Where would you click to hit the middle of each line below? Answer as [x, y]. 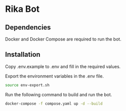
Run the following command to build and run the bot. [59, 94]
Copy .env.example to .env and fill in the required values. [63, 66]
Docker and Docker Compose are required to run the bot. [63, 39]
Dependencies [28, 27]
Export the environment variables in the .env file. [54, 76]
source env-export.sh [27, 85]
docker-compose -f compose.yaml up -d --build [54, 104]
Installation [23, 55]
